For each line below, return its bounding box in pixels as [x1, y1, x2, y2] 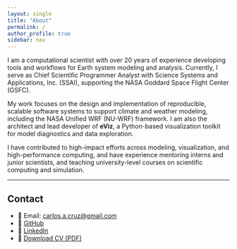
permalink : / [7, 23, 46, 30]
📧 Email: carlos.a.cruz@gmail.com [17, 211, 117, 219]
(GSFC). [7, 86, 31, 95]
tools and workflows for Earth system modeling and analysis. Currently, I [7, 63, 218, 72]
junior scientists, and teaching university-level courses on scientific [7, 158, 203, 166]
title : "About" [7, 17, 52, 24]
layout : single [7, 10, 52, 18]
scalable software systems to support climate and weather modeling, [7, 107, 208, 116]
